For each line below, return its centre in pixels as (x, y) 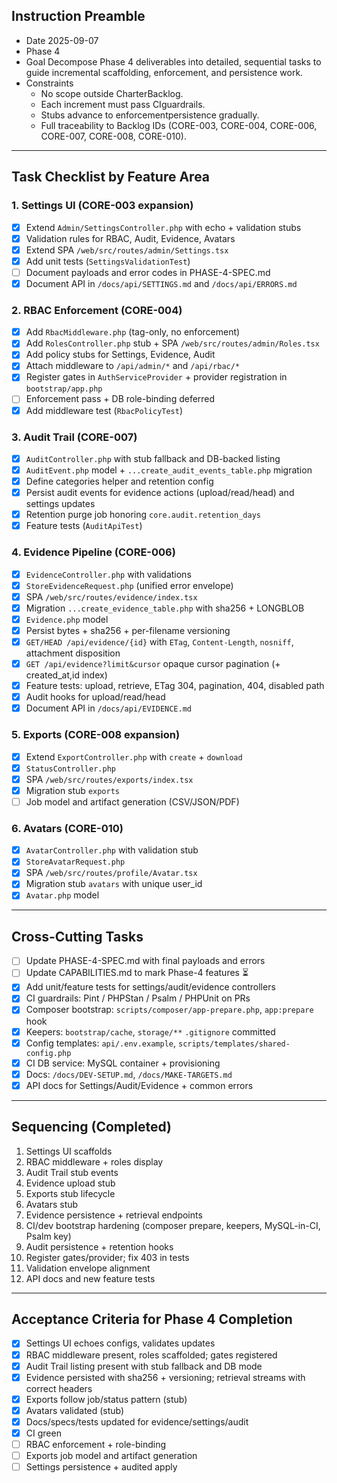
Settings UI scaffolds (69, 1151)
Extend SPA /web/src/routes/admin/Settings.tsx (127, 250)
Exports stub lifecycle (70, 1193)
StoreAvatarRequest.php (75, 862)
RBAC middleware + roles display (94, 1161)
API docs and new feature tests (90, 1278)
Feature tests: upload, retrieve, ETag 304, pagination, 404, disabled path (175, 686)
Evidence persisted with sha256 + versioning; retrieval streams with (165, 1377)
